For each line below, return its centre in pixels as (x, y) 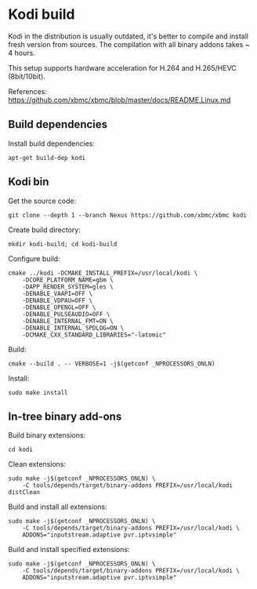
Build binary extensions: (47, 435)
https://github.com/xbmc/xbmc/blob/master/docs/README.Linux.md (119, 100)
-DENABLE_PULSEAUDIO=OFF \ (66, 314)
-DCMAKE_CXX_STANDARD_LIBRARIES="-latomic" (94, 335)
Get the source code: (42, 201)
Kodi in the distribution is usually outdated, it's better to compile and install (128, 36)
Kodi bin (29, 182)
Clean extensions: (37, 464)
